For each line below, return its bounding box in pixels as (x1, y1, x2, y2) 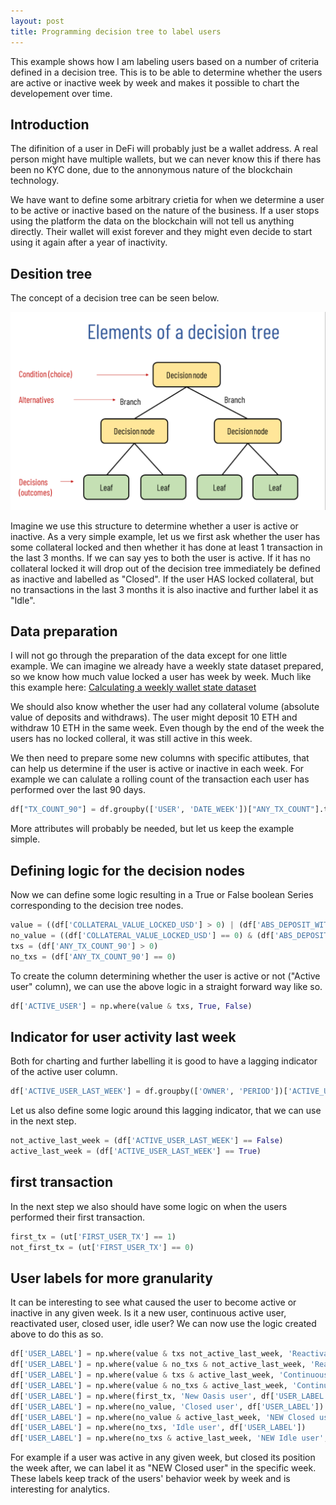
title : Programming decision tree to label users (10, 26, 222, 37)
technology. (10, 175, 60, 187)
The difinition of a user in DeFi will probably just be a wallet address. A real (10, 143, 318, 155)
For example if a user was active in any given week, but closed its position (10, 1451, 316, 1464)
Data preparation (10, 623, 118, 640)
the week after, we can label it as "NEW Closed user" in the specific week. (10, 1462, 317, 1474)
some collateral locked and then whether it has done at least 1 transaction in (10, 541, 323, 553)
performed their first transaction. (10, 1211, 146, 1223)
